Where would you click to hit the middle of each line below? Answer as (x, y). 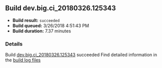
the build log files (23, 60)
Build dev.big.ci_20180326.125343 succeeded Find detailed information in (81, 55)
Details (14, 43)
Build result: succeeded (36, 20)
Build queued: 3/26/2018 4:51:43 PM (50, 25)
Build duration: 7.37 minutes (42, 31)
